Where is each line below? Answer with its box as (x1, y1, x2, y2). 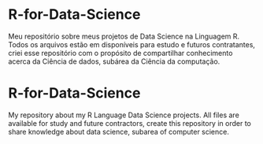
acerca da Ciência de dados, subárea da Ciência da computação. (8, 57, 220, 66)
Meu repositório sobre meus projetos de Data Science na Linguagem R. (8, 31, 240, 41)
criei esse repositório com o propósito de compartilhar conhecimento (8, 48, 233, 57)
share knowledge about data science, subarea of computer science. (8, 127, 230, 136)
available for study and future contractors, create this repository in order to (8, 118, 252, 127)
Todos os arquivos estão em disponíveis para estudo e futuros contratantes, (8, 39, 256, 49)
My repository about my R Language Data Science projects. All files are (8, 110, 240, 120)
